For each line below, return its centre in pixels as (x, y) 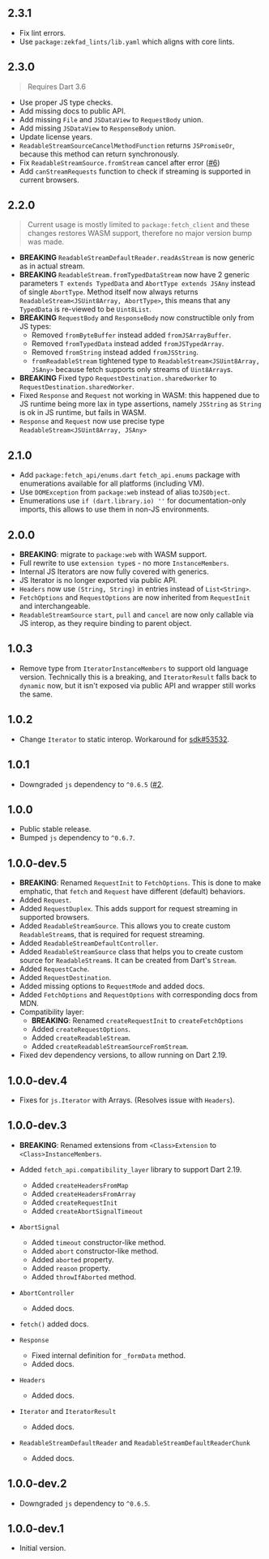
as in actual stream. (52, 266)
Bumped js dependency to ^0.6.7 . (77, 837)
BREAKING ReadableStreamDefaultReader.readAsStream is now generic (137, 258)
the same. (36, 694)
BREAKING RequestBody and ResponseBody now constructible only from (137, 318)
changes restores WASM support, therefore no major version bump (140, 233)
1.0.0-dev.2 (37, 1484)
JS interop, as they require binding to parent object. (105, 623)
